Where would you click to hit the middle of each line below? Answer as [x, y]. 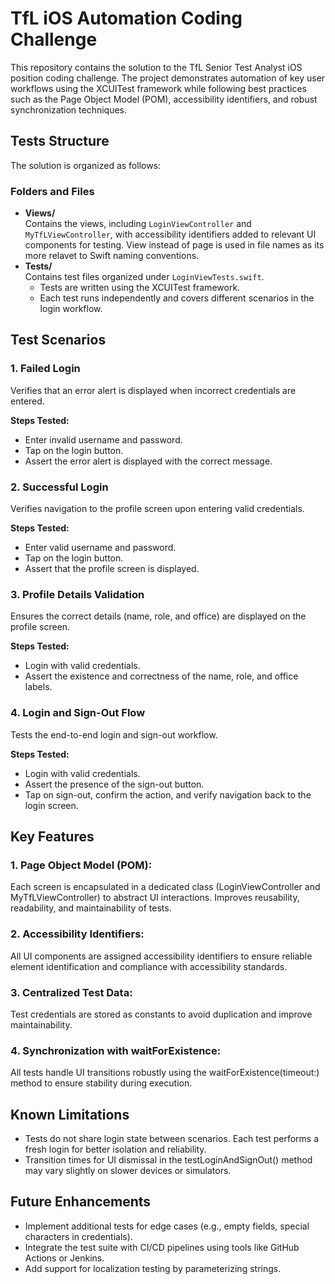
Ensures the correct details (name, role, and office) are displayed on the [158, 616]
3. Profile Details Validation [77, 594]
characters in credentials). [78, 1236]
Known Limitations [70, 1114]
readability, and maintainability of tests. [91, 908]
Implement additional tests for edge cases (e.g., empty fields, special [167, 1226]
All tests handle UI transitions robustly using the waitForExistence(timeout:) [165, 1073]
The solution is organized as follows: [86, 165]
